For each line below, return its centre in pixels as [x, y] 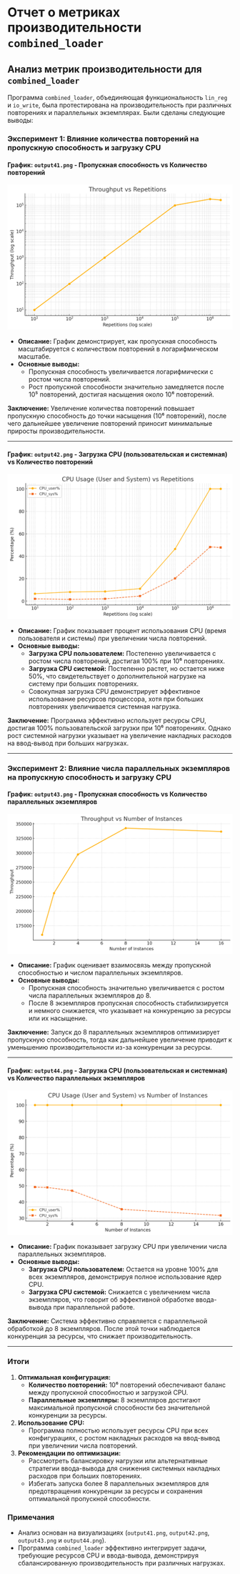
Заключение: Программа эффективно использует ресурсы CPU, [107, 720]
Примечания [31, 1517]
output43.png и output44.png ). [62, 1540]
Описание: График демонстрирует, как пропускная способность [117, 342]
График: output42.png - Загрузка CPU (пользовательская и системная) [117, 454]
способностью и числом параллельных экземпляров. [100, 973]
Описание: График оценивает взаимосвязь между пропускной [114, 965]
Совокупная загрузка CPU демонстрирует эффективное [114, 691]
